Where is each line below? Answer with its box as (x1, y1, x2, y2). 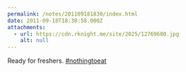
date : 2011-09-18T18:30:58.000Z (7, 17, 103, 24)
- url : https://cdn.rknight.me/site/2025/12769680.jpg (13, 30, 180, 38)
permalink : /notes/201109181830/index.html (7, 10, 138, 18)
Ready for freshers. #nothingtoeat (7, 56, 106, 65)
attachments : (7, 24, 46, 31)
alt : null (20, 37, 50, 44)
